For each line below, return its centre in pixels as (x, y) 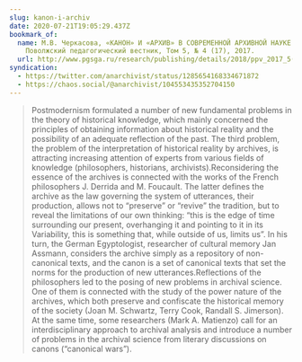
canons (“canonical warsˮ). (81, 349)
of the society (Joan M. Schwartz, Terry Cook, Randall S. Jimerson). (157, 310)
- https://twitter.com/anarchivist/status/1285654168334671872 (138, 76)
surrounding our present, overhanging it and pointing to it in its (147, 225)
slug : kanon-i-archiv (50, 18)
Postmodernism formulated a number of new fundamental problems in (161, 110)
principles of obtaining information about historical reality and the (152, 129)
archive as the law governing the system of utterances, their (142, 196)
